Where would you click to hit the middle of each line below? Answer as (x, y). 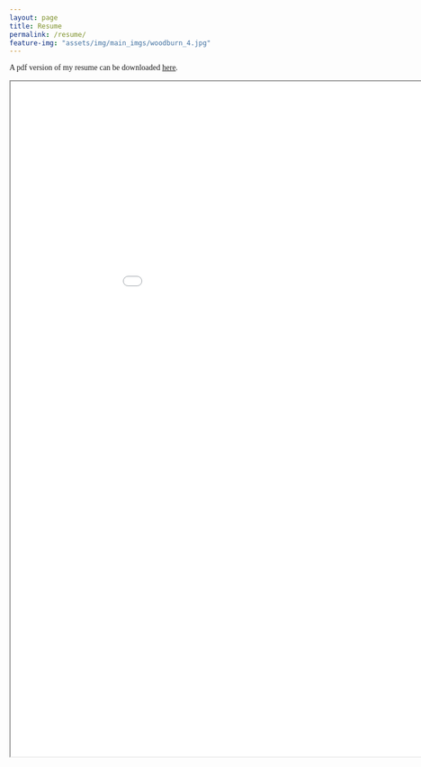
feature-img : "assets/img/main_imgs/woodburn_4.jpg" (110, 43)
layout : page (34, 18)
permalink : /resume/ (48, 34)
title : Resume (36, 26)
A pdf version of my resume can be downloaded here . (94, 68)
